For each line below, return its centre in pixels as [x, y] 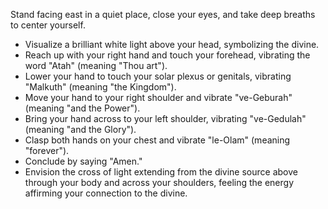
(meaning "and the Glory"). [80, 129]
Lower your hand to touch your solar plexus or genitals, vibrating [158, 76]
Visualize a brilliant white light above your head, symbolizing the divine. [172, 44]
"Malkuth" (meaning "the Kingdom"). [100, 87]
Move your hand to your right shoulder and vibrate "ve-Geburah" [158, 97]
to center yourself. [48, 25]
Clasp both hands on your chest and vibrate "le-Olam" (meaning [157, 140]
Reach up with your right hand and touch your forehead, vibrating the [167, 55]
